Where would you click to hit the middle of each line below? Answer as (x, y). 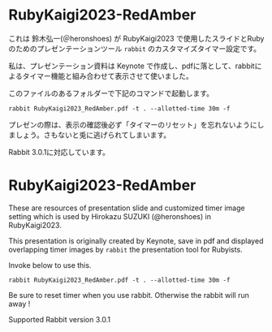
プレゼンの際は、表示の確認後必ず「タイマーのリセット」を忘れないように (133, 124)
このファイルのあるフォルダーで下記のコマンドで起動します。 (111, 93)
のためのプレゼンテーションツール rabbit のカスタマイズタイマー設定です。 (135, 48)
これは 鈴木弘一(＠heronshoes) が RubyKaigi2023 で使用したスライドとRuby (136, 38)
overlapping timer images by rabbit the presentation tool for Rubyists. (125, 249)
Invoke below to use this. (50, 265)
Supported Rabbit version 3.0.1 (60, 319)
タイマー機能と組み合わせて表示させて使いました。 (108, 75)
